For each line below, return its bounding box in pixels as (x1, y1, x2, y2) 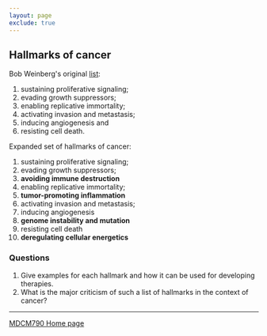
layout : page (9, 11, 52, 20)
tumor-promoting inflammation (20, 191, 126, 200)
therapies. (20, 278, 54, 289)
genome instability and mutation (20, 216, 130, 225)
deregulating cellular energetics (20, 232, 129, 242)
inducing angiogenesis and (20, 118, 109, 127)
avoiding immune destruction (20, 174, 120, 183)
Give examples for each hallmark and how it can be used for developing (20, 270, 256, 280)
